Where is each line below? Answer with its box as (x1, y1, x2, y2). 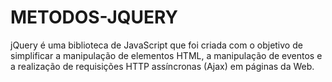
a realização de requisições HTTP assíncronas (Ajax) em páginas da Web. (10, 60, 315, 72)
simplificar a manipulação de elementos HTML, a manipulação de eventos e (10, 49, 323, 61)
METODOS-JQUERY (10, 6, 179, 29)
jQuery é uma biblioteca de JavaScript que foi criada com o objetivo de (10, 39, 303, 51)
